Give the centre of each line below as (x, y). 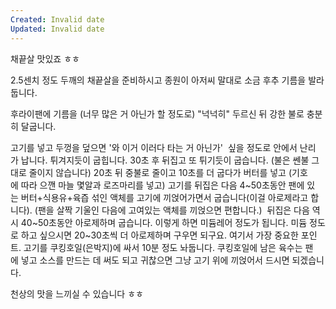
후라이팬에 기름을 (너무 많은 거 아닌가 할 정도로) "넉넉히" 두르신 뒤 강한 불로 (157, 113)
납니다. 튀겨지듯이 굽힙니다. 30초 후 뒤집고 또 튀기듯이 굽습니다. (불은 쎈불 (165, 160)
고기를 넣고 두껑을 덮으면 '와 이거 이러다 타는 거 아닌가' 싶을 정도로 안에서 (154, 147)
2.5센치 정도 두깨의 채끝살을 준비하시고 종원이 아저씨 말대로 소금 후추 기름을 (158, 80)
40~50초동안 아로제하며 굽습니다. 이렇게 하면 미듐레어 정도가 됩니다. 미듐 (164, 222)
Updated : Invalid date (57, 29)
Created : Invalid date (57, 19)
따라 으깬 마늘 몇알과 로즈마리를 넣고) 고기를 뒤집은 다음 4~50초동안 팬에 (162, 185)
